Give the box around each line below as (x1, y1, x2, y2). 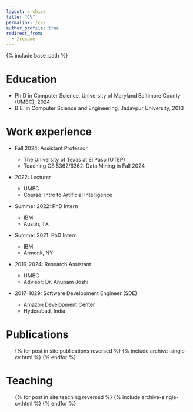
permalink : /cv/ (6, 19, 46, 25)
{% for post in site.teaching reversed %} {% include (14, 393, 141, 400)
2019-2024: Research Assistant (14, 260, 91, 267)
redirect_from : (6, 31, 44, 36)
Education (6, 73, 57, 86)
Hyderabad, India (23, 307, 66, 314)
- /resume (11, 36, 35, 42)
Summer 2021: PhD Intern (14, 232, 78, 239)
